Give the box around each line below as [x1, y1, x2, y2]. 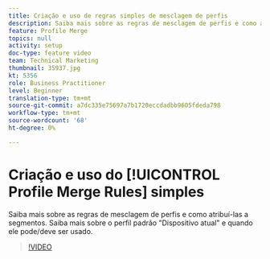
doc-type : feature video [8, 49, 92, 57]
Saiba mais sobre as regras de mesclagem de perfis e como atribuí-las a [8, 209, 249, 219]
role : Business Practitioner [8, 79, 106, 87]
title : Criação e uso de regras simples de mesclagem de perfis [8, 11, 228, 20]
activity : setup [8, 42, 63, 50]
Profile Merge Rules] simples [8, 183, 205, 201]
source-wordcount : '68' [8, 117, 88, 125]
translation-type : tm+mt [8, 94, 92, 102]
